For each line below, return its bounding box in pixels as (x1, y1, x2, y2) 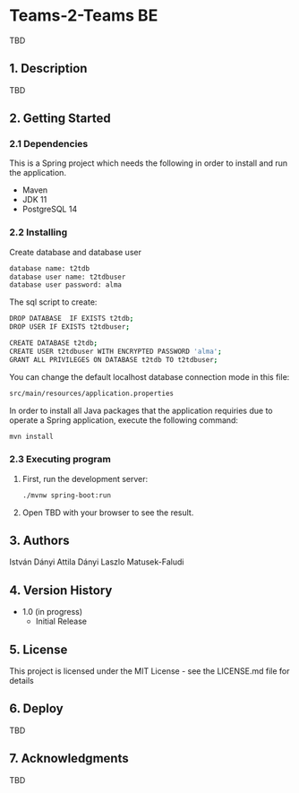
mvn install (9, 432, 54, 441)
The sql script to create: (9, 297, 98, 307)
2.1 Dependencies (9, 138, 89, 151)
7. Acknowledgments (9, 751, 129, 766)
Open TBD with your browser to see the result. (21, 507, 194, 518)
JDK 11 (21, 194, 47, 205)
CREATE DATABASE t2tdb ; (9, 339, 98, 348)
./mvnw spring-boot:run (21, 490, 112, 500)
